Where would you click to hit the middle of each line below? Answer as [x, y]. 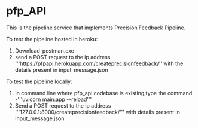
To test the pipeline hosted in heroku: [52, 39]
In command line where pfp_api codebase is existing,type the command [103, 93]
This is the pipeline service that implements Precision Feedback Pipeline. [96, 28]
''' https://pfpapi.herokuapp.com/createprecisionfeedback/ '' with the [99, 63]
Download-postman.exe [45, 51]
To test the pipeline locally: [39, 81]
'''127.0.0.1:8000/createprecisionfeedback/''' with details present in [98, 112]
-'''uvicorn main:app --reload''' [53, 99]
